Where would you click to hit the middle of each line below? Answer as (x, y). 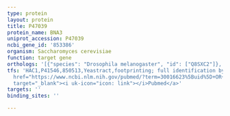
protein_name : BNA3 (35, 32)
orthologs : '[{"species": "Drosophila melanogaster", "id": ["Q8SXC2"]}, (115, 64)
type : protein (27, 13)
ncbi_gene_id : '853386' (41, 45)
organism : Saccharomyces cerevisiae (59, 52)
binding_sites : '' (33, 96)
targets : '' (24, 89)
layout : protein (30, 20)
